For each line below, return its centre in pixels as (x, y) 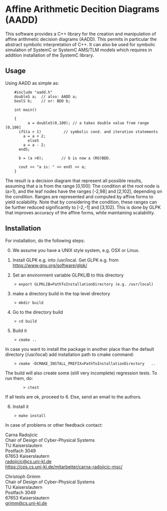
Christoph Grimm (23, 476)
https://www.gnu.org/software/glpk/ (50, 265)
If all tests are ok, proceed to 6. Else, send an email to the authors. (73, 397)
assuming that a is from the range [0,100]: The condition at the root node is (82, 186)
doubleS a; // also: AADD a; (46, 96)
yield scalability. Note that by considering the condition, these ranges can (81, 202)
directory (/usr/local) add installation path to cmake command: (70, 354)
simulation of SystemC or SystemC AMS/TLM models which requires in (78, 50)
